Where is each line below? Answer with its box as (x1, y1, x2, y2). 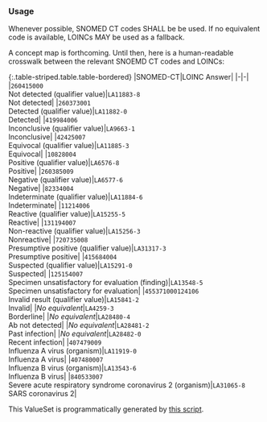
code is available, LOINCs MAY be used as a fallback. (8, 32, 185, 42)
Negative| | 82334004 (8, 184, 74, 193)
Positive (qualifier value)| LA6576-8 (8, 158, 120, 168)
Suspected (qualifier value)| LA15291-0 (8, 260, 133, 271)
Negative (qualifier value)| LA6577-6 (8, 175, 123, 184)
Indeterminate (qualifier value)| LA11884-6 (8, 192, 143, 202)
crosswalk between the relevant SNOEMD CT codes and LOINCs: (8, 56, 225, 66)
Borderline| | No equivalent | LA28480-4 (8, 312, 131, 321)
